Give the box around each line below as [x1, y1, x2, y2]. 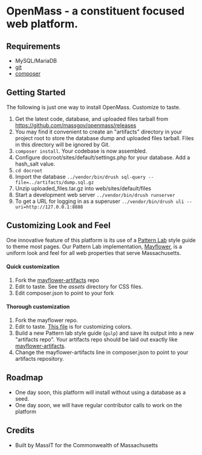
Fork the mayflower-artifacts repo [15, 276, 100, 283]
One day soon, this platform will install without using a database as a [15, 389, 186, 396]
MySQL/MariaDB [15, 57, 57, 64]
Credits [6, 425, 35, 436]
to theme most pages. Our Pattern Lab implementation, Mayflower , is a [6, 243, 183, 250]
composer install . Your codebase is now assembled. [15, 147, 148, 155]
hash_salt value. [15, 160, 56, 167]
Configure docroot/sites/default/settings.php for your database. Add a [15, 153, 191, 161]
